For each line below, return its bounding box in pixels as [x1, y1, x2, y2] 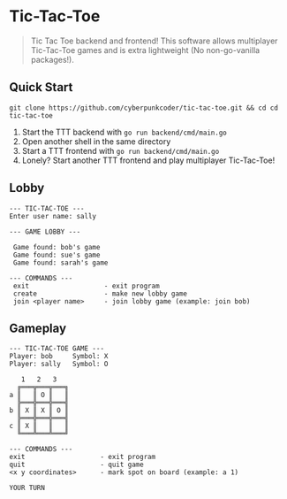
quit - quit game [9, 460, 144, 470]
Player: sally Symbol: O [9, 360, 109, 369]
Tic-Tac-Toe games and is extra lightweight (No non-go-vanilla [30, 44, 261, 55]
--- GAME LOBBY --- [9, 227, 81, 236]
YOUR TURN [9, 484, 46, 493]
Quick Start [9, 80, 73, 95]
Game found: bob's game [12, 242, 101, 251]
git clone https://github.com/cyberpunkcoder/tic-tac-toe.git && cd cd [9, 104, 278, 112]
